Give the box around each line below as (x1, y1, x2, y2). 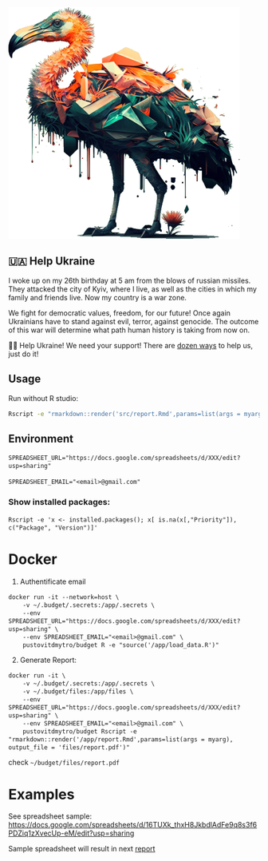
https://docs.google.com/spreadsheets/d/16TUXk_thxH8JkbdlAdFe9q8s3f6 (8, 820, 258, 830)
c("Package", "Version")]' (8, 523, 98, 532)
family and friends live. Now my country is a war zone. (8, 292, 187, 302)
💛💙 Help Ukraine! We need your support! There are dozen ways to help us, (8, 340, 254, 350)
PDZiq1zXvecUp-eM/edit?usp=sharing (8, 828, 135, 838)
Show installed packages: (8, 497, 110, 508)
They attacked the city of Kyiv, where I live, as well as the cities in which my (8, 284, 258, 294)
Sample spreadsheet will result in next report (8, 844, 156, 854)
